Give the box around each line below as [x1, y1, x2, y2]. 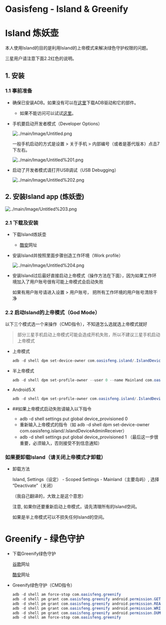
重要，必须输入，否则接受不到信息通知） [19, 440, 102, 446]
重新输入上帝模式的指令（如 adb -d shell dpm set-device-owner [19, 422, 150, 428]
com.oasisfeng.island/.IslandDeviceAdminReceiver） [19, 428, 127, 433]
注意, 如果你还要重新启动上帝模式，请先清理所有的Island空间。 [12, 504, 140, 510]
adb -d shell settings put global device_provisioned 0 [19, 416, 128, 422]
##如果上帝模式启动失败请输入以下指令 [12, 406, 92, 412]
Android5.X [12, 386, 36, 392]
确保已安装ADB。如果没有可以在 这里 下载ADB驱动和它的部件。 [12, 99, 139, 105]
